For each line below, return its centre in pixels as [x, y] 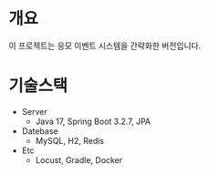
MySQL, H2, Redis [69, 140]
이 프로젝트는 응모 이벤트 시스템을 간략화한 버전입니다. [105, 46]
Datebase [40, 131]
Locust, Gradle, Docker [79, 159]
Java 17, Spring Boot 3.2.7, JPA [93, 121]
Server [34, 111]
